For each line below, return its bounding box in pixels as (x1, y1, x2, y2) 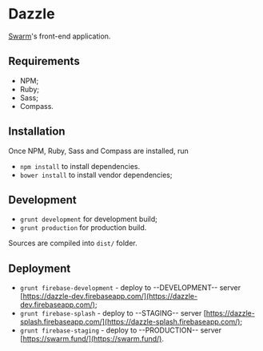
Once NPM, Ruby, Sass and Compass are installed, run (8, 146, 189, 155)
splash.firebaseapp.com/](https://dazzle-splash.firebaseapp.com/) (19, 317, 241, 327)
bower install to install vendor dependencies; (19, 170, 173, 180)
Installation (8, 125, 66, 139)
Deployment (8, 261, 71, 275)
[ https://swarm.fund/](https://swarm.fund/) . (19, 334, 165, 344)
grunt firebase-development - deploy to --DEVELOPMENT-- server (19, 283, 241, 292)
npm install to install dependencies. (19, 161, 141, 171)
